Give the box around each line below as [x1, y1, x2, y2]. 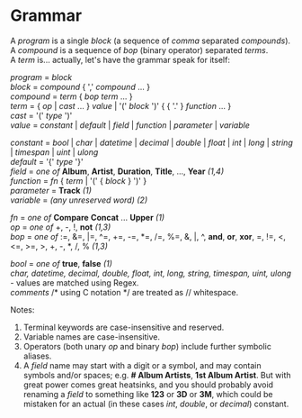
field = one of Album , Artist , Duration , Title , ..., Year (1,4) [10, 166, 225, 177]
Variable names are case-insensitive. [22, 331, 161, 342]
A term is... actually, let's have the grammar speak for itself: [10, 54, 230, 65]
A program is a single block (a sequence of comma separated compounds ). [10, 35, 291, 46]
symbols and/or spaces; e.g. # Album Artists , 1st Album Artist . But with [22, 369, 291, 380]
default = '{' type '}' [10, 156, 84, 167]
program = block [10, 71, 73, 82]
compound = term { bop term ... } [10, 91, 133, 102]
